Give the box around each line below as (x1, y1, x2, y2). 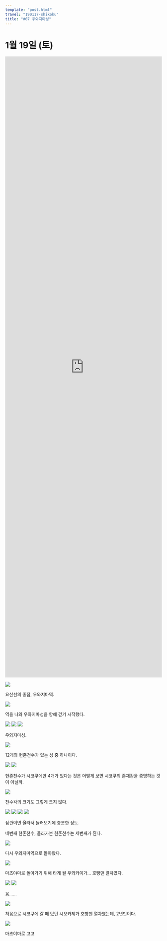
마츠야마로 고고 (5, 931, 35, 937)
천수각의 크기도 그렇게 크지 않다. (5, 799, 68, 805)
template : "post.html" (5, 7, 52, 12)
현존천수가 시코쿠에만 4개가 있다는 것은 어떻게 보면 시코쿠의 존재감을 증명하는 (5, 773, 156, 779)
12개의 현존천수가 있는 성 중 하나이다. (5, 752, 78, 758)
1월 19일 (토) (5, 39, 53, 51)
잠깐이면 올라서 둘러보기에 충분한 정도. (5, 820, 80, 826)
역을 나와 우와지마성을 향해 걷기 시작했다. (5, 711, 85, 717)
